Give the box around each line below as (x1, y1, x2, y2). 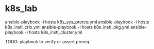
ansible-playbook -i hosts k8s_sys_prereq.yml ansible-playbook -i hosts (5, 19, 149, 25)
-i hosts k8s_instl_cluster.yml (24, 29, 83, 35)
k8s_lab (5, 3, 37, 14)
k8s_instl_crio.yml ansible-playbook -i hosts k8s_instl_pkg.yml (5, 24, 130, 30)
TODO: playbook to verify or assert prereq (5, 38, 89, 44)
